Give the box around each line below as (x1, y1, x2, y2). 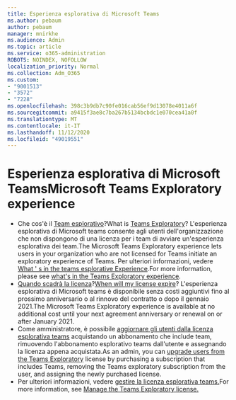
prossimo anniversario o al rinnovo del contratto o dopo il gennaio (17, 295, 210, 303)
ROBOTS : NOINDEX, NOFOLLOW (7, 57, 87, 64)
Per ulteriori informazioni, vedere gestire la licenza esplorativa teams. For (17, 377, 230, 386)
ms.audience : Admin (7, 37, 65, 44)
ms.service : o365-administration (7, 50, 106, 57)
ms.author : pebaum (7, 17, 61, 24)
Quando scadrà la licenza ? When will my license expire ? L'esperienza (17, 280, 218, 288)
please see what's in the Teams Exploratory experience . (17, 272, 182, 280)
